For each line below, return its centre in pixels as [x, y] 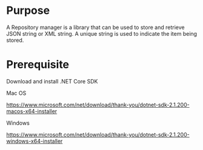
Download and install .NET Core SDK [52, 81]
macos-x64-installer [32, 111]
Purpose [28, 11]
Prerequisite [38, 65]
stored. [15, 40]
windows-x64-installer [35, 141]
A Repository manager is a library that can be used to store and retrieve [95, 27]
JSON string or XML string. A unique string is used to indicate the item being [102, 33]
